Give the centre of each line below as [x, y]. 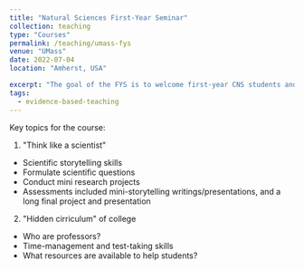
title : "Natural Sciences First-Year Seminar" [99, 18]
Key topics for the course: [57, 127]
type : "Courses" [40, 34]
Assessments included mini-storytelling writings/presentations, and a [152, 191]
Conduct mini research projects [81, 181]
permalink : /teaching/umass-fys [70, 43]
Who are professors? [62, 236]
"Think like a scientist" [64, 145]
